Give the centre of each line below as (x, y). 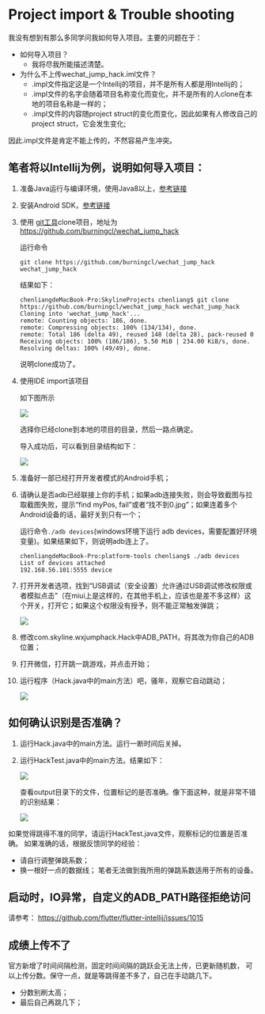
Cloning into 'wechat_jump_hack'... (80, 313)
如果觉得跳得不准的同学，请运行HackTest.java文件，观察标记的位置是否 (125, 834)
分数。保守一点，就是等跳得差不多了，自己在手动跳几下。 (122, 976)
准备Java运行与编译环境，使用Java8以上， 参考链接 (103, 188)
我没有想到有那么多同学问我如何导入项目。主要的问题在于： (105, 37)
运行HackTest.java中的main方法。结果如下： (92, 760)
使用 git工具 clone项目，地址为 (68, 222)
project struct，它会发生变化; (79, 123)
